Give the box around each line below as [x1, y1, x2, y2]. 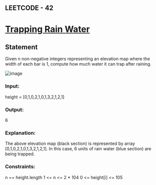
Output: [5, 106, 24, 113]
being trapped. [5, 151, 35, 157]
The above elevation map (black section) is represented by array [5, 140, 135, 146]
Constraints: [5, 163, 36, 170]
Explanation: [5, 129, 36, 136]
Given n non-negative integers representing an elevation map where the [5, 56, 150, 62]
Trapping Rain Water [5, 23, 90, 35]
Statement [5, 43, 38, 51]
